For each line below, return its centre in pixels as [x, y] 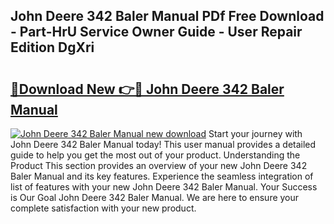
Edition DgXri [52, 47]
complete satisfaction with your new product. [103, 208]
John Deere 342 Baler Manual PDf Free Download [167, 16]
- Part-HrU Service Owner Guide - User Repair [156, 32]
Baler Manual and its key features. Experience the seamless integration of [162, 176]
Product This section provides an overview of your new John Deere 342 [159, 165]
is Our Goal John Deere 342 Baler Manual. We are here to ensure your [155, 197]
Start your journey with [255, 133]
